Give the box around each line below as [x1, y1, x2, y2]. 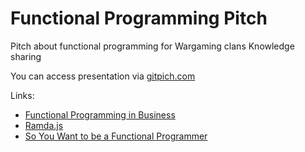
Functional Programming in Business [24, 108, 176, 121]
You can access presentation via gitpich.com [10, 70, 196, 82]
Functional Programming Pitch [10, 7, 268, 30]
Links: [10, 89, 35, 101]
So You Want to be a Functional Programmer [24, 130, 208, 142]
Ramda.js [24, 119, 64, 131]
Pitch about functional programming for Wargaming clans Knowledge [10, 40, 295, 52]
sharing [10, 50, 42, 62]
